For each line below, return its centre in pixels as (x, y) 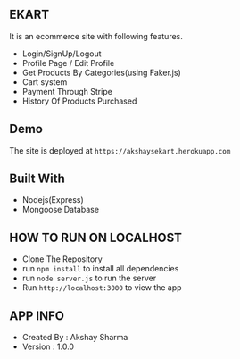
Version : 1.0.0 (48, 346)
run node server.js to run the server (89, 278)
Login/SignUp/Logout (62, 54)
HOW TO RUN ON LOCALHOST (96, 237)
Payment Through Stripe (67, 91)
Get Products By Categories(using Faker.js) (101, 72)
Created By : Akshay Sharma (75, 338)
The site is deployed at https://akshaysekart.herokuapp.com (120, 150)
